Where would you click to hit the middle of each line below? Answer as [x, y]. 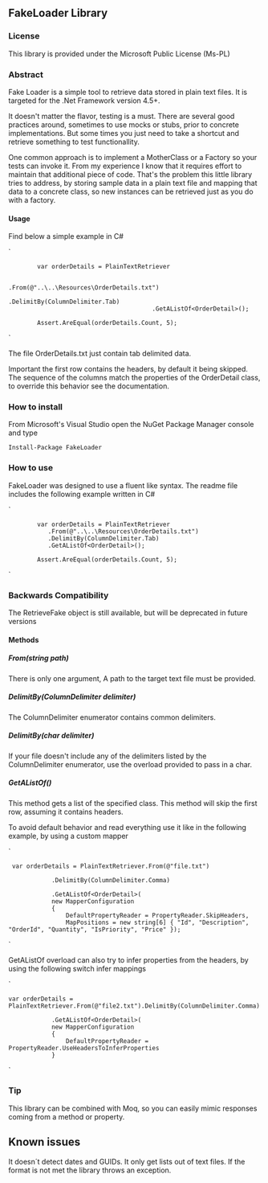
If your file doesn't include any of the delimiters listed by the [108, 756]
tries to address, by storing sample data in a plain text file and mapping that [133, 183]
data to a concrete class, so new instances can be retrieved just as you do [131, 191]
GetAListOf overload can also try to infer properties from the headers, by [128, 959]
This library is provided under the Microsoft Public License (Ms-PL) [119, 53]
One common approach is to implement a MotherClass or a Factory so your [133, 157]
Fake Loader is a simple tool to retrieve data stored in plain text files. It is [128, 92]
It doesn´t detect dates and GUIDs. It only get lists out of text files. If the [127, 1161]
